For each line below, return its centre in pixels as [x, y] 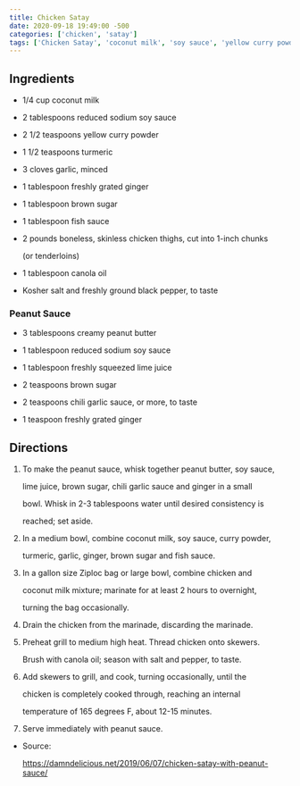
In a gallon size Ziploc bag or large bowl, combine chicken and [137, 573]
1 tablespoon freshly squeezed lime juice [97, 368]
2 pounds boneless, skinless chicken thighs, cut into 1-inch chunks [145, 238]
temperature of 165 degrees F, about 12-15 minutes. [117, 712]
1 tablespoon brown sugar [70, 204]
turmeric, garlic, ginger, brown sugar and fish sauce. [119, 556]
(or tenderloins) [51, 256]
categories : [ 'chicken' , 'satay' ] [74, 34]
